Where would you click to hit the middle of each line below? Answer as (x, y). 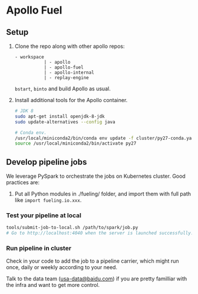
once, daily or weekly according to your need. (62, 267)
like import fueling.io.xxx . (48, 200)
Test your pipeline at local (44, 215)
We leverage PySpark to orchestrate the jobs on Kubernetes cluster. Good (96, 176)
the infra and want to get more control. (53, 285)
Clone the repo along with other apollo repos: (70, 46)
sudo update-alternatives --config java (65, 122)
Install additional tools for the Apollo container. (71, 100)
